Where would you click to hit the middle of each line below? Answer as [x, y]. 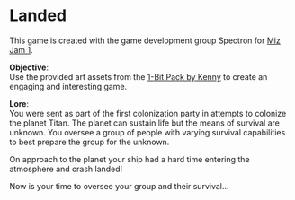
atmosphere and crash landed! [66, 169]
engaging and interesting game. [68, 86]
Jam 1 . [21, 49]
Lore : [19, 103]
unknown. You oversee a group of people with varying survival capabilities [147, 132]
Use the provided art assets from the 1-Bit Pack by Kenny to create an [139, 76]
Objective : [29, 67]
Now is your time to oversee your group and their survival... [119, 186]
